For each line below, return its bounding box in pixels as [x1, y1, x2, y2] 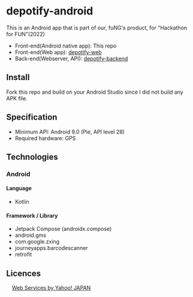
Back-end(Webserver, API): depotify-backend [14, 55, 128, 62]
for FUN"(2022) [6, 30, 45, 37]
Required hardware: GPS [14, 134, 76, 142]
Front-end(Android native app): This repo [14, 42, 117, 49]
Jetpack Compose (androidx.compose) [14, 225, 112, 233]
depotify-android [6, 4, 94, 18]
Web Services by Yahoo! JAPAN [11, 284, 91, 292]
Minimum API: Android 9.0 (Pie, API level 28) [14, 128, 125, 135]
